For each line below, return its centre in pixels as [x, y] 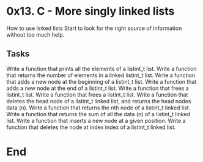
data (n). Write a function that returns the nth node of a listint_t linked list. [98, 108]
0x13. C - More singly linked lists [90, 11]
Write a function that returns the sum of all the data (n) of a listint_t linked [98, 114]
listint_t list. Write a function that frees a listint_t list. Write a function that [97, 94]
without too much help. [35, 34]
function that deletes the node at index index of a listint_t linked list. [91, 127]
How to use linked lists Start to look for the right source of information [94, 28]
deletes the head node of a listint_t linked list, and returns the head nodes [99, 101]
